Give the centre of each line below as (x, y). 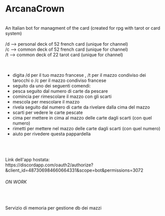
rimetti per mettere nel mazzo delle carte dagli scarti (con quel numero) (87, 128)
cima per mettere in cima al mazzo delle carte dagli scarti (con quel (82, 118)
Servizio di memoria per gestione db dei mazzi (53, 208)
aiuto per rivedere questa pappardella (52, 134)
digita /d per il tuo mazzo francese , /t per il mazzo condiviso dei (79, 75)
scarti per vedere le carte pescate (48, 112)
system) (14, 33)
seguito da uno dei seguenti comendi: (52, 85)
